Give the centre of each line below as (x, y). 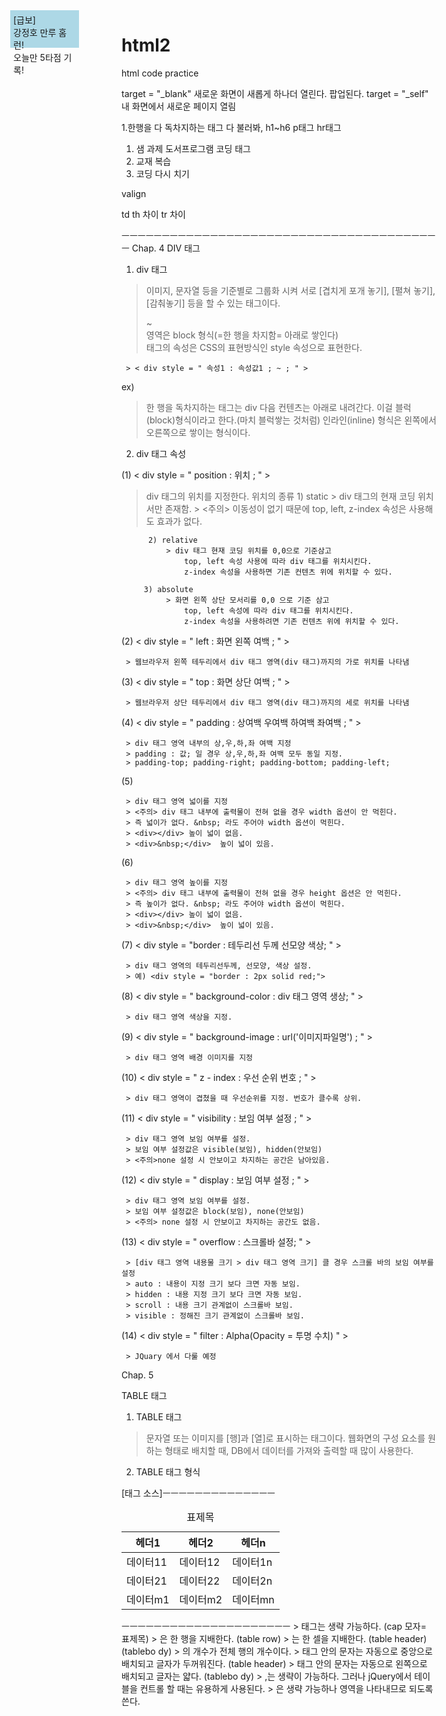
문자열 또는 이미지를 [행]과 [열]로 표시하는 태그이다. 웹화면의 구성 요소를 (285, 1438)
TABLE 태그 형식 (168, 1471)
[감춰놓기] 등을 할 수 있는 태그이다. (213, 303)
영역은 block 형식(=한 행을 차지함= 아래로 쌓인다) (242, 335)
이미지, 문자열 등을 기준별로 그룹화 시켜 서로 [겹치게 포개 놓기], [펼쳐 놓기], (290, 290)
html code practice (160, 73)
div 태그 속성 (161, 453)
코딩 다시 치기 (162, 173)
